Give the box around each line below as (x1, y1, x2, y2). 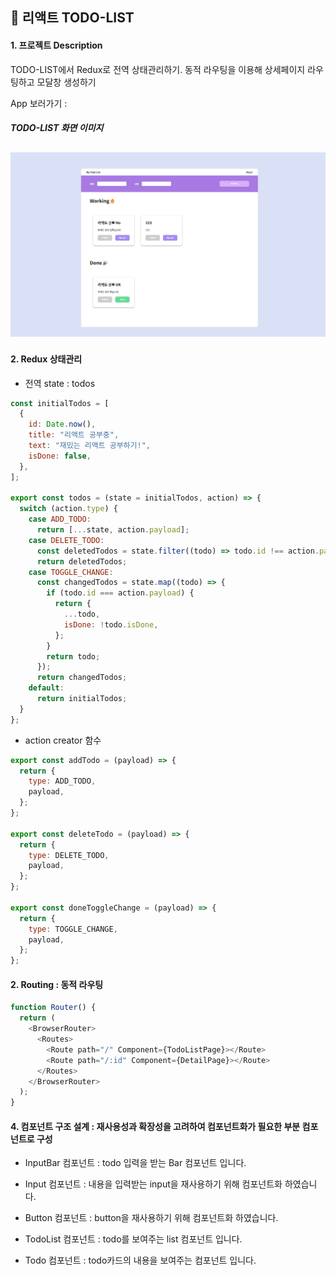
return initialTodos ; (36, 694, 128, 704)
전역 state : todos (24, 377, 96, 389)
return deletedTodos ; (36, 556, 128, 567)
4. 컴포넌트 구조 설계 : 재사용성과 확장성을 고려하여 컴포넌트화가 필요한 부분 (10, 1120, 301, 1132)
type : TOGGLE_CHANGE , (28, 924, 118, 934)
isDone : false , (28, 451, 92, 461)
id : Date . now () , (28, 419, 97, 430)
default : (28, 683, 65, 693)
